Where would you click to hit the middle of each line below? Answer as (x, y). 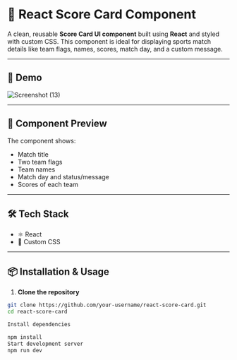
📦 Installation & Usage (58, 271)
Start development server (45, 344)
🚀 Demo (25, 78)
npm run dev (25, 350)
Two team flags (40, 162)
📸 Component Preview (57, 124)
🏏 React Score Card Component (102, 14)
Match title (33, 154)
